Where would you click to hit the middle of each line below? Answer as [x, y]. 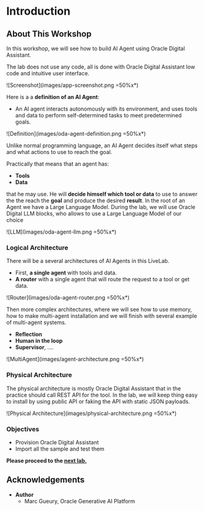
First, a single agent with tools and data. [66, 273]
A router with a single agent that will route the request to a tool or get [102, 279]
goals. [23, 122]
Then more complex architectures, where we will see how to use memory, [99, 309]
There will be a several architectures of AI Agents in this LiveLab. [88, 261]
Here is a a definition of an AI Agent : [53, 97]
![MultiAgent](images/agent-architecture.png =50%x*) [75, 359]
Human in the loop [39, 341]
